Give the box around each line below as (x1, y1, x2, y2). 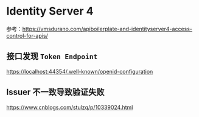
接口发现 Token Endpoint (6, 51, 98, 62)
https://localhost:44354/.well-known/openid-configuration (6, 68, 153, 75)
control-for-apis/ (6, 32, 49, 39)
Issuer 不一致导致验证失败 (6, 87, 105, 97)
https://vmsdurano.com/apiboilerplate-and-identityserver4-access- (22, 25, 193, 32)
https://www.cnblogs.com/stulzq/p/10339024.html (6, 104, 133, 111)
